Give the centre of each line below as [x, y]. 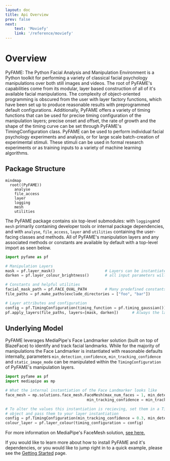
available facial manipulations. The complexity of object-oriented [73, 94]
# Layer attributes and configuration [46, 303]
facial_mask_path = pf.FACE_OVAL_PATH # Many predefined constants [86, 289]
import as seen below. [28, 248]
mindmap [13, 180]
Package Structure [35, 169]
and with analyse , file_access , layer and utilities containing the [74, 232]
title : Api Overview [27, 15]
